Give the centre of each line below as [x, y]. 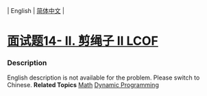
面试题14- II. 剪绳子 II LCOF [83, 41]
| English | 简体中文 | [36, 11]
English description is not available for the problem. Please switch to [103, 77]
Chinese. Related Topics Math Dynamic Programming [83, 85]
